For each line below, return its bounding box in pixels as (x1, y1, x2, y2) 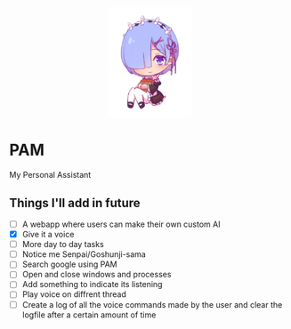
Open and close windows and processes (21, 269, 172, 280)
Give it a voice (21, 229, 75, 240)
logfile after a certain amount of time (21, 309, 157, 320)
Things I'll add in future (9, 195, 141, 211)
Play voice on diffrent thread (21, 289, 127, 300)
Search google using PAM (21, 259, 117, 269)
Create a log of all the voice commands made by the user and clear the (21, 299, 283, 309)
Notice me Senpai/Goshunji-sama (21, 249, 147, 260)
